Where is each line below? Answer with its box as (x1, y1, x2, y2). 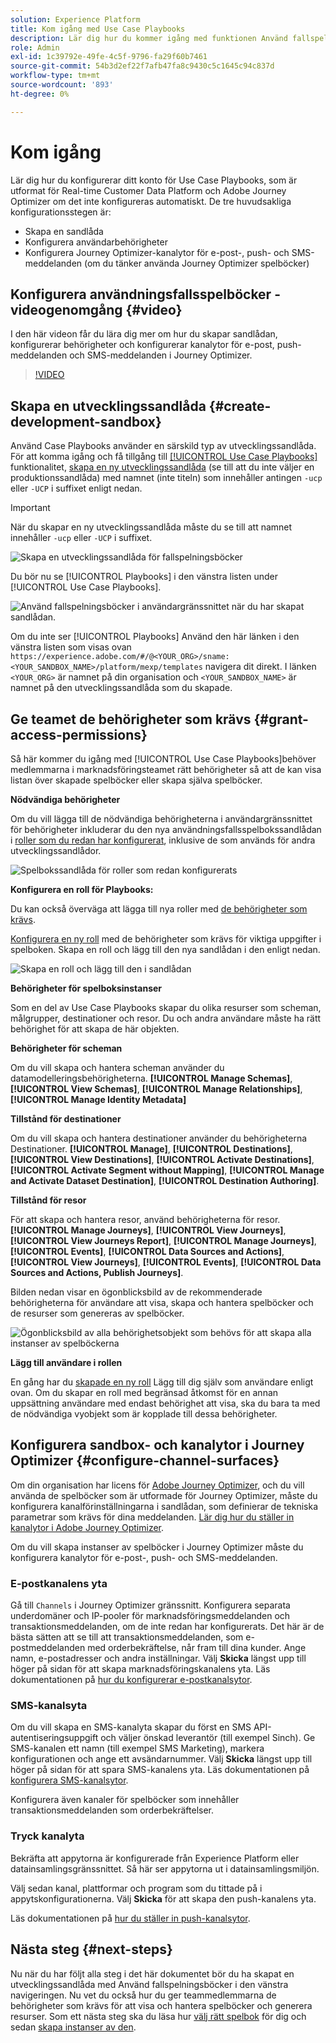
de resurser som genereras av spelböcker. (10, 1307, 185, 1319)
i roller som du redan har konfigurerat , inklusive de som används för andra (10, 834, 316, 846)
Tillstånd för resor (10, 1194, 87, 1206)
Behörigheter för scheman (10, 1042, 123, 1054)
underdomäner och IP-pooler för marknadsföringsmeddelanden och (10, 1610, 291, 1622)
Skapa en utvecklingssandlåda (10, 397, 207, 415)
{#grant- (253, 711, 309, 728)
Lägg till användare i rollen (10, 1357, 123, 1368)
